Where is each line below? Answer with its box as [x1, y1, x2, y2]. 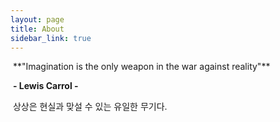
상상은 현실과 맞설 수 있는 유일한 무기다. [12, 101, 168, 113]
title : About [10, 24, 65, 34]
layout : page [10, 14, 65, 25]
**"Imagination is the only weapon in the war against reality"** [12, 61, 271, 73]
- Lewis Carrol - [12, 80, 79, 92]
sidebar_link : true [10, 33, 92, 43]
